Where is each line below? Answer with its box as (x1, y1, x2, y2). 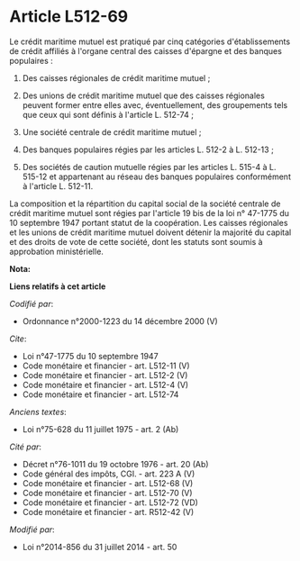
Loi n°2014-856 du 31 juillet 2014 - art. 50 (22, 541, 177, 552)
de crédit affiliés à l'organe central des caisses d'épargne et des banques (9, 45, 282, 56)
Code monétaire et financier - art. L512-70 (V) (22, 487, 193, 498)
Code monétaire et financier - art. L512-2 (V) (22, 369, 188, 380)
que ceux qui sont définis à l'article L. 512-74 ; (22, 109, 194, 120)
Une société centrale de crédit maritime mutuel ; (22, 126, 202, 137)
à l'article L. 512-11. (22, 180, 94, 191)
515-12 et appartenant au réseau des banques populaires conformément (22, 171, 291, 182)
